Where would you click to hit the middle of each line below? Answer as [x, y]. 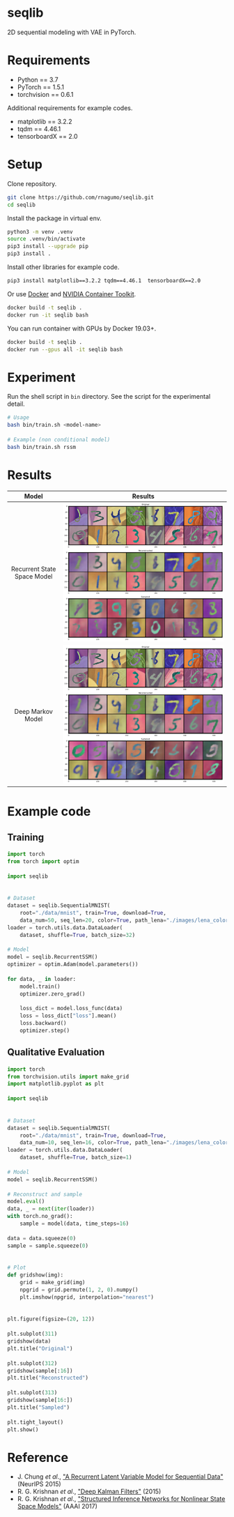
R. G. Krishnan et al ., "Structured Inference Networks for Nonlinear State [121, 1499]
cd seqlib [22, 205]
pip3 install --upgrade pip [48, 246]
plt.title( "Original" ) [40, 1348]
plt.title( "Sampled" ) [39, 1407]
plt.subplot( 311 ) [32, 1334]
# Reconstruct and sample [45, 1194]
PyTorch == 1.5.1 [41, 87]
